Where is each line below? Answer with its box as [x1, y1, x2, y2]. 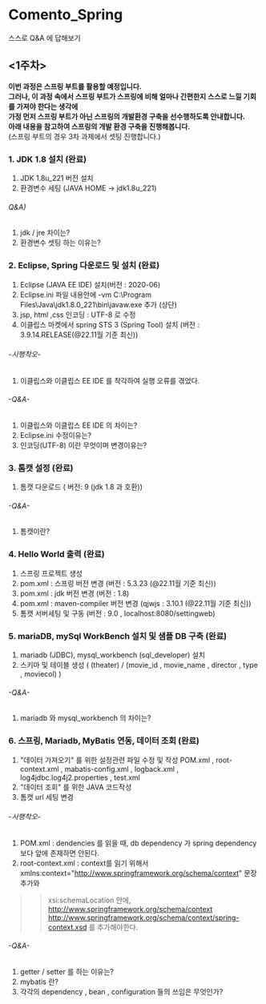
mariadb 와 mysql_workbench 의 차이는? [19, 713, 151, 723]
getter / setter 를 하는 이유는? [19, 966, 115, 976]
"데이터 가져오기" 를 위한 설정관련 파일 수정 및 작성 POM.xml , [19, 755, 215, 765]
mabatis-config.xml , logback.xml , [64, 764, 179, 773]
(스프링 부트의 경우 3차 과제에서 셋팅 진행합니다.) [8, 131, 162, 141]
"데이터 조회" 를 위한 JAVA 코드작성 [19, 782, 132, 792]
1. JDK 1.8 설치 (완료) [8, 154, 87, 165]
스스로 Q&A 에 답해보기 [8, 33, 82, 42]
